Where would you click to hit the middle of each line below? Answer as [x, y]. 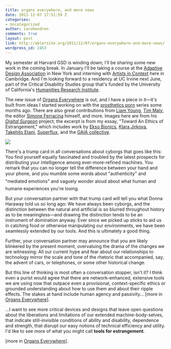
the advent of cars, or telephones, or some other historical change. [76, 262]
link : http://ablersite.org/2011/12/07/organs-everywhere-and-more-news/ [85, 43]
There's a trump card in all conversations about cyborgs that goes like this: [83, 152]
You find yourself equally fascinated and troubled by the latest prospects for [85, 157]
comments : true [21, 34]
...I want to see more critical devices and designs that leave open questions [84, 309]
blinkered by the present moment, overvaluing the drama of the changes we [85, 246]
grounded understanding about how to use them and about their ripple [79, 288]
